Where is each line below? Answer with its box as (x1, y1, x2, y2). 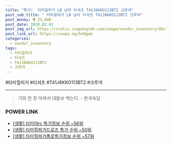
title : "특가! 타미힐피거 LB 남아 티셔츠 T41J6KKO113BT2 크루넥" (5, 7, 134, 13)
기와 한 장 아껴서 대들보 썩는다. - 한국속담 (17, 95, 101, 101)
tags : (5, 46, 17, 51)
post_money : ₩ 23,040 (5, 17, 52, 22)
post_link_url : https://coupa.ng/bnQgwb (5, 31, 93, 36)
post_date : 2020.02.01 (5, 22, 54, 27)
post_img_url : (5, 27, 36, 32)
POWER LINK (5, 108, 38, 115)
